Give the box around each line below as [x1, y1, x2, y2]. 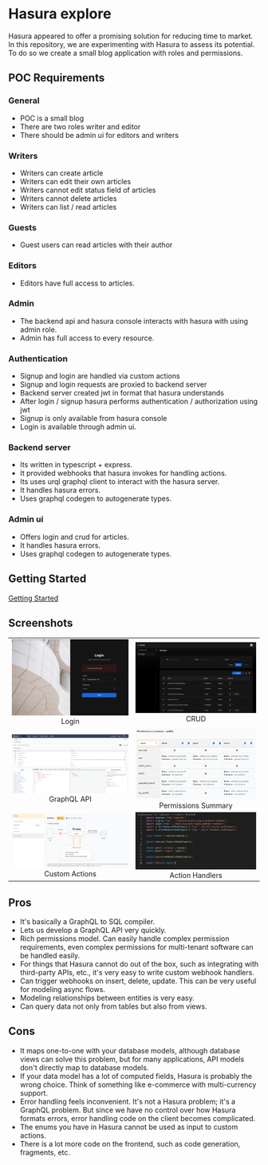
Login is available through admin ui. [19, 422, 137, 431]
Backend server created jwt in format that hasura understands [19, 388, 225, 398]
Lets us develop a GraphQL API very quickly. [19, 925, 167, 935]
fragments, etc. [19, 1147, 70, 1157]
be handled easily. [19, 950, 81, 960]
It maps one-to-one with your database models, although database [19, 1045, 241, 1055]
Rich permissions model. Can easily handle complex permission [19, 934, 230, 943]
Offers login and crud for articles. [19, 532, 130, 541]
